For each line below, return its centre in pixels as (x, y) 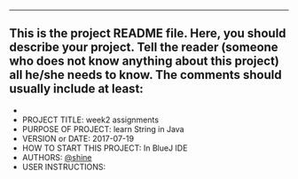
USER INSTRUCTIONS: (64, 167)
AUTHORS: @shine (57, 157)
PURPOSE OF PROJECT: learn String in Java (103, 128)
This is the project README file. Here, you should (148, 33)
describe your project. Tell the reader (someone (144, 47)
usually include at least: (76, 89)
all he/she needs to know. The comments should (145, 75)
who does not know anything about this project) (144, 62)
